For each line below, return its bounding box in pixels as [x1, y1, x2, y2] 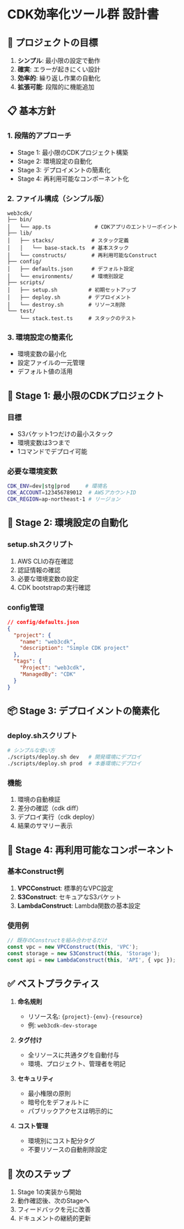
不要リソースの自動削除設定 [27, 1146, 107, 1154]
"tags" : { [13, 658, 42, 665]
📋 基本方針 [7, 105, 56, 117]
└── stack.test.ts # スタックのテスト [20, 314, 137, 322]
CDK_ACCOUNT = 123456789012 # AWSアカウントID [7, 489, 137, 497]
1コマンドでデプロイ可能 [17, 447, 88, 455]
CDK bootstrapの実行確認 [17, 583, 91, 592]
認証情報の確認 [17, 565, 61, 574]
